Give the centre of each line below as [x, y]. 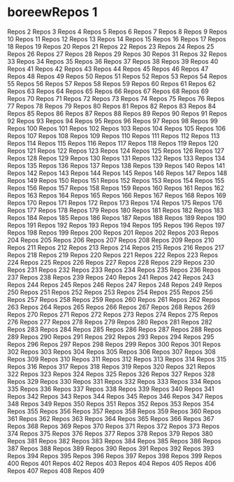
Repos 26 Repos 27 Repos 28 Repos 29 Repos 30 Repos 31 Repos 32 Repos [117, 54]
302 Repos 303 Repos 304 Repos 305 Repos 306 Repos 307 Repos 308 [112, 352]
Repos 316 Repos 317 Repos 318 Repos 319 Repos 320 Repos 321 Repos [111, 366]
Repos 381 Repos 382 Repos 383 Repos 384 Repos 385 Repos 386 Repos [114, 441]
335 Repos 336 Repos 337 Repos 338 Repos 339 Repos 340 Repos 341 [111, 389]
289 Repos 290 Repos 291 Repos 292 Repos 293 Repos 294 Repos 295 [111, 336]
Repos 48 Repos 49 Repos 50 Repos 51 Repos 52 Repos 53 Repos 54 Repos [117, 76]
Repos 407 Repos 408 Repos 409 [56, 471]
